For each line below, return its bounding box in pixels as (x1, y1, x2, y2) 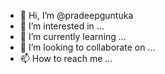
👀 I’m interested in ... (19, 20, 105, 32)
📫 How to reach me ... (19, 53, 113, 64)
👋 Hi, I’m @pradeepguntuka (19, 10, 134, 21)
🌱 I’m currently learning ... (19, 31, 127, 42)
